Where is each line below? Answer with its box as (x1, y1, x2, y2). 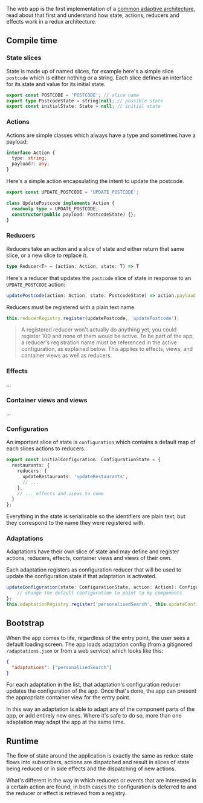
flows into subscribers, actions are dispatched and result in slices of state (6, 759, 190, 766)
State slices (6, 54, 42, 62)
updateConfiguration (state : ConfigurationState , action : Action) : (6, 584, 177, 590)
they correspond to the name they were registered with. (6, 519, 145, 527)
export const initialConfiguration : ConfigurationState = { (6, 457, 161, 463)
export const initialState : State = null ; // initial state (6, 103, 161, 110)
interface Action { (6, 150, 56, 156)
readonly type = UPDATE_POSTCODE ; (11, 205, 98, 212)
